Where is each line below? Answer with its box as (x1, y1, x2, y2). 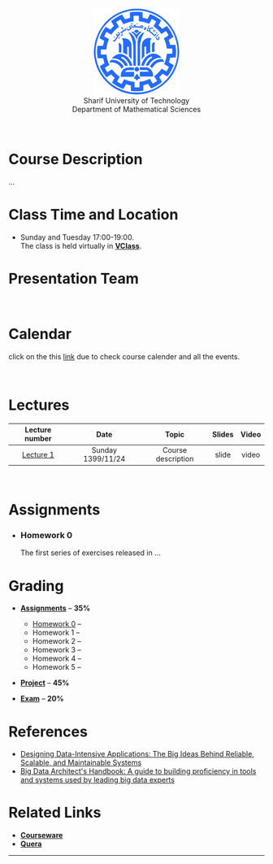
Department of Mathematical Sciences (71, 105, 201, 114)
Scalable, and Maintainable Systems (19, 758, 142, 767)
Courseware (19, 831, 63, 840)
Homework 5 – (32, 662, 81, 672)
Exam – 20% (19, 694, 64, 704)
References (8, 723, 88, 740)
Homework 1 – (32, 627, 80, 637)
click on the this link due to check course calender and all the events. (8, 351, 240, 361)
